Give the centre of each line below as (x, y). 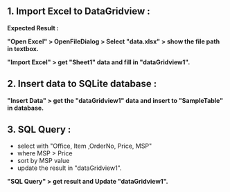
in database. (26, 108)
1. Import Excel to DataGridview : (79, 11)
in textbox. (23, 48)
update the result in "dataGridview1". (70, 168)
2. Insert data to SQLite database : (82, 84)
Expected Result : (33, 28)
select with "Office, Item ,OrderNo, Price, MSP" (85, 146)
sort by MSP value (43, 161)
